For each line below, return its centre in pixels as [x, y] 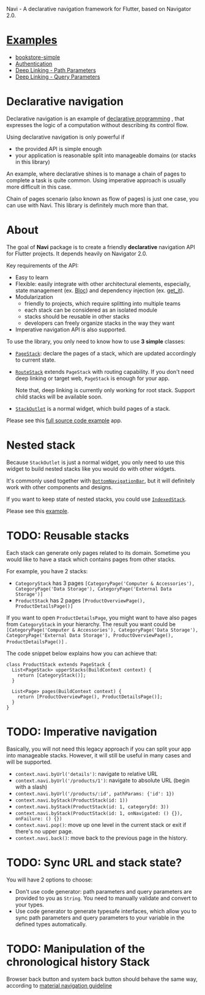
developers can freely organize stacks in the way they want [99, 323]
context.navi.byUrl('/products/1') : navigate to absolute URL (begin [102, 780]
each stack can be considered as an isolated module [91, 310]
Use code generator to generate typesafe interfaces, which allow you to [106, 911]
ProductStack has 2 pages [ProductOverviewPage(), [80, 600]
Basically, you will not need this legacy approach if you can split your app [99, 749]
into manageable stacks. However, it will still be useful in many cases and [99, 755]
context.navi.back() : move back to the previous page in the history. [101, 838]
